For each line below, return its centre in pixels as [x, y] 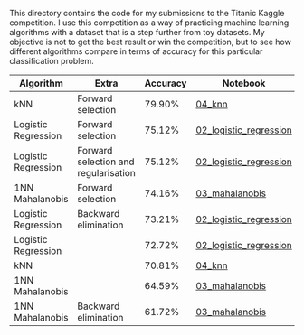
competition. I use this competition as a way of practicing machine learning [149, 23]
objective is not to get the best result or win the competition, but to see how [150, 42]
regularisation [106, 173]
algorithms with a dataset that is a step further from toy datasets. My [137, 32]
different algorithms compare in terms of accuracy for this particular [136, 51]
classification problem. [52, 61]
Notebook [244, 83]
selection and [105, 162]
